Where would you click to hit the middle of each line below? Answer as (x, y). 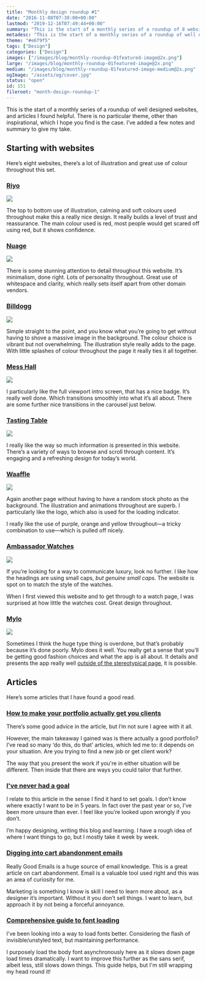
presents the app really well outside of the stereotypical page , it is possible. (102, 663)
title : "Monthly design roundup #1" (53, 12)
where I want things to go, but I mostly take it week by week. (83, 837)
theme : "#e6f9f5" (29, 41)
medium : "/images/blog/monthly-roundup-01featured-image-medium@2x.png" (101, 69)
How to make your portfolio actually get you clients (84, 713)
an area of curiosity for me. (41, 879)
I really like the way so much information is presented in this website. (93, 445)
